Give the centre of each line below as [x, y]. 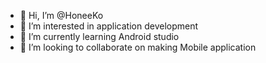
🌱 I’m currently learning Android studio [99, 36]
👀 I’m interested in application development [109, 26]
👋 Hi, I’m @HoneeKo [61, 15]
